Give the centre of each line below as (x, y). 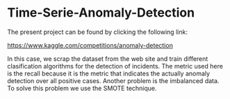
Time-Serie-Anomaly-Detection (101, 13)
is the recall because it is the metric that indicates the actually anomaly (109, 73)
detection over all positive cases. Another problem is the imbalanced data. (113, 80)
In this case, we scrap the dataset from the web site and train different (108, 58)
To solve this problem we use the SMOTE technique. (82, 88)
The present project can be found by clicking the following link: (97, 32)
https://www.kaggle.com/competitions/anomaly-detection (90, 45)
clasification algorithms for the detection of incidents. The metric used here (115, 66)
